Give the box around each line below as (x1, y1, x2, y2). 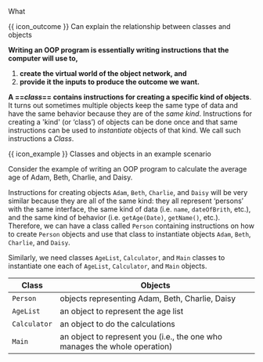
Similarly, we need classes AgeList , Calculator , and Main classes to (8, 253, 225, 262)
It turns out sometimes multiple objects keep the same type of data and (8, 101, 239, 110)
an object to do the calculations (59, 319, 176, 329)
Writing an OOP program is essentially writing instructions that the (8, 45, 229, 54)
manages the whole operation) (59, 341, 173, 352)
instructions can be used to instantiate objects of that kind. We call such (8, 125, 241, 135)
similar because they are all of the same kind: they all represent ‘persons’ (8, 196, 244, 205)
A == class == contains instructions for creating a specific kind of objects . (8, 92, 252, 101)
